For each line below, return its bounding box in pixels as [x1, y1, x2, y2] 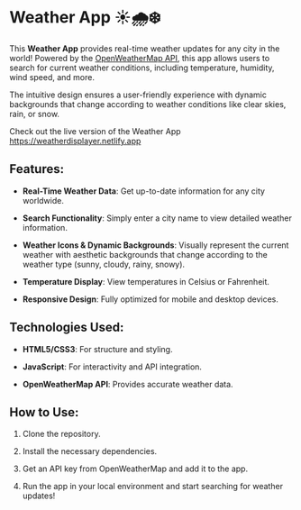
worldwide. [22, 195, 65, 205]
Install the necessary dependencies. [22, 446, 158, 457]
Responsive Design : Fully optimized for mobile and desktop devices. [22, 294, 279, 305]
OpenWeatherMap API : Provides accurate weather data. [22, 378, 233, 389]
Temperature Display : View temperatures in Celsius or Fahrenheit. [22, 276, 270, 287]
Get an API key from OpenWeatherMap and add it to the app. [22, 463, 249, 474]
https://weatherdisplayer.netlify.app [9, 135, 141, 146]
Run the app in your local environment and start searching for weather [22, 481, 284, 492]
